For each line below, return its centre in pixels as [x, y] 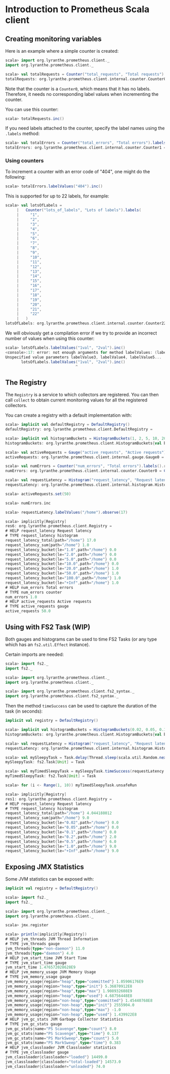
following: [15, 177]
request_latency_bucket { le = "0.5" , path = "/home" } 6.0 [61, 842]
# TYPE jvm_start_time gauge [36, 963]
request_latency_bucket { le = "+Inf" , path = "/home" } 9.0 [62, 851]
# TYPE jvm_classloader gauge [37, 1052]
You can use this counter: [32, 109]
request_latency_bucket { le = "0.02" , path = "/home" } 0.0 [62, 823]
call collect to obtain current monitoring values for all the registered [76, 400]
